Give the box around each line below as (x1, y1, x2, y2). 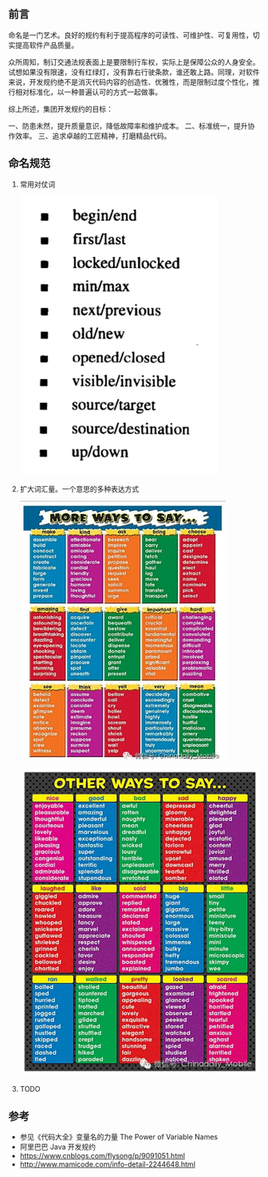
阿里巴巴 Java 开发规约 (19, 1142, 96, 1151)
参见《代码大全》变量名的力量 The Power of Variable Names (19, 1132, 219, 1141)
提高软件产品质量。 (14, 40, 78, 49)
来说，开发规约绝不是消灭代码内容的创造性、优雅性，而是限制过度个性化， (8, 77, 253, 86)
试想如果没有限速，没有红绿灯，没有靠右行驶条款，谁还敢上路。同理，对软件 (8, 67, 260, 77)
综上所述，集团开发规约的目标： (8, 104, 113, 113)
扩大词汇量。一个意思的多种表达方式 (19, 484, 140, 493)
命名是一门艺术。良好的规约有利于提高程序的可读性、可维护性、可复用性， (8, 30, 253, 40)
